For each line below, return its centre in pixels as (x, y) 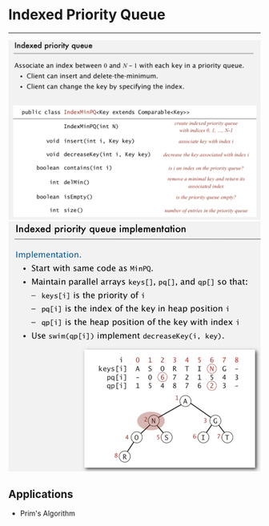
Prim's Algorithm (48, 513)
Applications (41, 494)
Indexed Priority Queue (87, 15)
